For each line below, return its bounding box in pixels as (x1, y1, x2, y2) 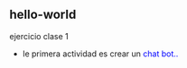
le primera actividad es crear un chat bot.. (22, 48, 179, 59)
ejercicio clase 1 (9, 30, 70, 41)
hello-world (9, 7, 77, 22)
